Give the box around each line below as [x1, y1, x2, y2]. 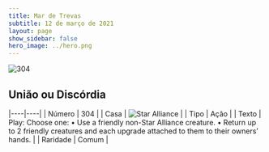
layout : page [8, 27, 53, 35]
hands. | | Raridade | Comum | [8, 134, 109, 144]
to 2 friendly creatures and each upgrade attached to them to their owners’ [8, 126, 258, 136]
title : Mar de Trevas [8, 11, 82, 20]
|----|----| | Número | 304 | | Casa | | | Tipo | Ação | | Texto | [8, 108, 262, 118]
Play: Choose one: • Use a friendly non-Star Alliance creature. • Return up [8, 117, 257, 127]
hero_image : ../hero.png [8, 42, 92, 50]
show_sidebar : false [8, 34, 79, 43]
